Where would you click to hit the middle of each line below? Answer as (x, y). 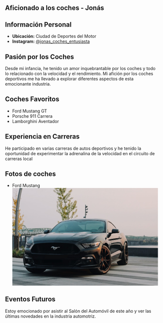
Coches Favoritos (32, 99)
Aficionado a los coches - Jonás (55, 8)
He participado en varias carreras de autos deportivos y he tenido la (73, 148)
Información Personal (38, 25)
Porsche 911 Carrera (32, 116)
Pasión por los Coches (40, 57)
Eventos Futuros (30, 299)
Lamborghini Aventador (35, 121)
